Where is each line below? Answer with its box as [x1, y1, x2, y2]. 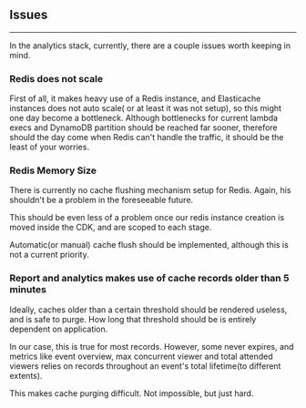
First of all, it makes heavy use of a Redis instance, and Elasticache [9, 93, 261, 104]
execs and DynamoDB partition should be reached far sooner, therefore [9, 122, 278, 133]
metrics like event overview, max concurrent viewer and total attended [9, 351, 273, 362]
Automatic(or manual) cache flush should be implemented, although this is [9, 240, 289, 250]
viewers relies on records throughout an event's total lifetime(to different [9, 360, 281, 372]
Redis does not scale [9, 72, 103, 85]
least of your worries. [9, 141, 89, 153]
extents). [9, 370, 43, 381]
